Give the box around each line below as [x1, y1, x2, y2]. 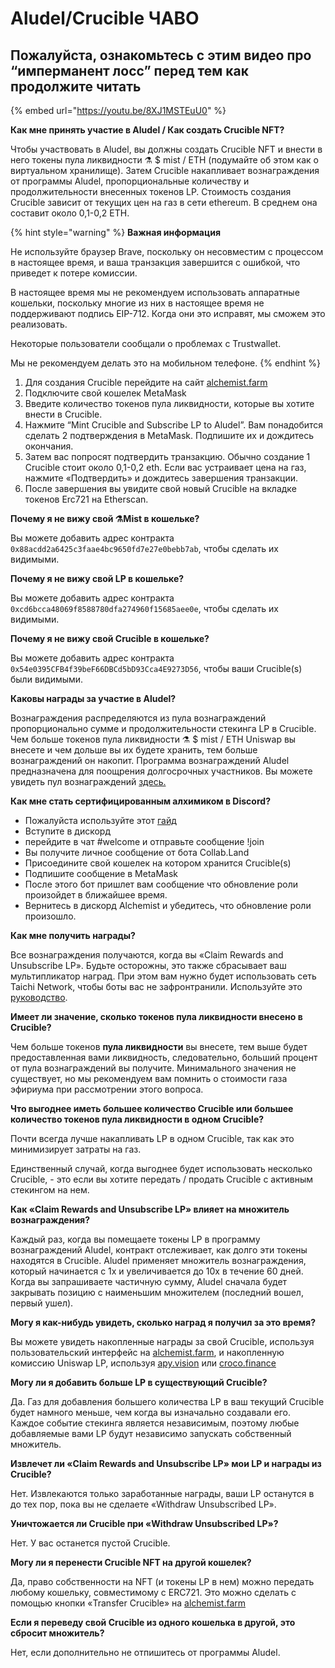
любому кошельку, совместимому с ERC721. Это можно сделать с [10, 1587, 297, 1598]
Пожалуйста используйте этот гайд [24, 815, 177, 826]
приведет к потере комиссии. [10, 267, 138, 279]
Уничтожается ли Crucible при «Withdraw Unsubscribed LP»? [10, 1518, 279, 1529]
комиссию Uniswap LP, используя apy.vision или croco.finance [10, 1357, 277, 1369]
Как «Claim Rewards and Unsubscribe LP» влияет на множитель [10, 1203, 290, 1215]
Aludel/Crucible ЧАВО [10, 7, 200, 30]
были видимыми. [10, 673, 84, 685]
